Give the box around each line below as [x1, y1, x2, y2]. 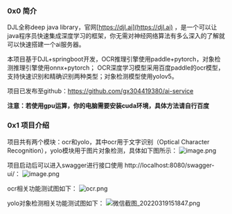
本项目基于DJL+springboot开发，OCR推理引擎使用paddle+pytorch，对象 [7, 55, 215, 64]
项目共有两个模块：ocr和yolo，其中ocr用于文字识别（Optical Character [7, 137, 210, 146]
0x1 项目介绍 [7, 121, 50, 130]
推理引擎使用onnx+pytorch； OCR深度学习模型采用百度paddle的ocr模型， [12, 64, 224, 72]
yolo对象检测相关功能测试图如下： [7, 199, 105, 207]
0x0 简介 [7, 6, 37, 15]
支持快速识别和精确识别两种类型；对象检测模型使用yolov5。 [7, 72, 178, 81]
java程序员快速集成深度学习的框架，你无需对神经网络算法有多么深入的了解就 [7, 32, 225, 40]
